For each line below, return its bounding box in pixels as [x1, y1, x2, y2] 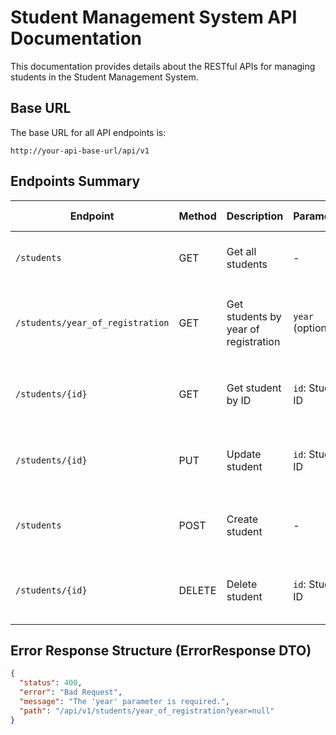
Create [226, 512, 259, 526]
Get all [226, 244, 257, 258]
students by [226, 309, 282, 323]
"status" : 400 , [19, 678, 83, 688]
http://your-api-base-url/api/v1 [10, 146, 150, 156]
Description [226, 209, 284, 223]
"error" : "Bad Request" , [19, 687, 123, 698]
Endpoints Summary [10, 173, 141, 190]
